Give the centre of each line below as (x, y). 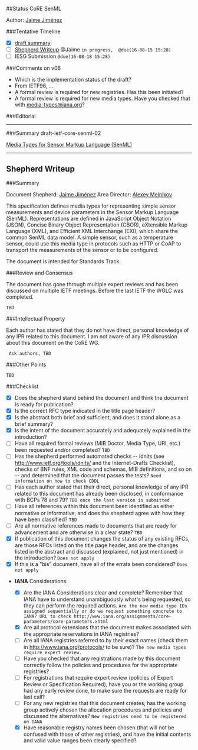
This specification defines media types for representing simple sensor (91, 206)
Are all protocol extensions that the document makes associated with (107, 627)
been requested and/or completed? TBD (62, 450)
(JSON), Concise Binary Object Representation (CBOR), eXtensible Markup (97, 225)
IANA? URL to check (47, 616)
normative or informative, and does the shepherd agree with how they (99, 513)
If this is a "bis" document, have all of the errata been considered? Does (101, 564)
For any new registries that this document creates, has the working (105, 703)
